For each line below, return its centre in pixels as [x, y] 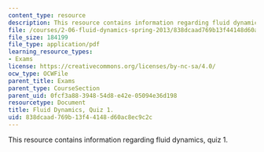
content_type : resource [47, 15]
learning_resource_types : [50, 52]
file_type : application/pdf [54, 45]
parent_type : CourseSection [54, 88]
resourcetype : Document [47, 103]
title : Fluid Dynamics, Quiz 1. [61, 110]
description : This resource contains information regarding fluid [119, 23]
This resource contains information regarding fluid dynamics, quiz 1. [118, 139]
